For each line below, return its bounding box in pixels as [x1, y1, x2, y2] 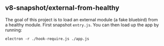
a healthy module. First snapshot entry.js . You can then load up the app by [5, 22, 159, 28]
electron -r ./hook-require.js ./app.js [5, 36, 90, 41]
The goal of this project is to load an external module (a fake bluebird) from [5, 16, 158, 22]
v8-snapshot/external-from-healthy [5, 4, 120, 12]
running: [5, 27, 22, 33]
